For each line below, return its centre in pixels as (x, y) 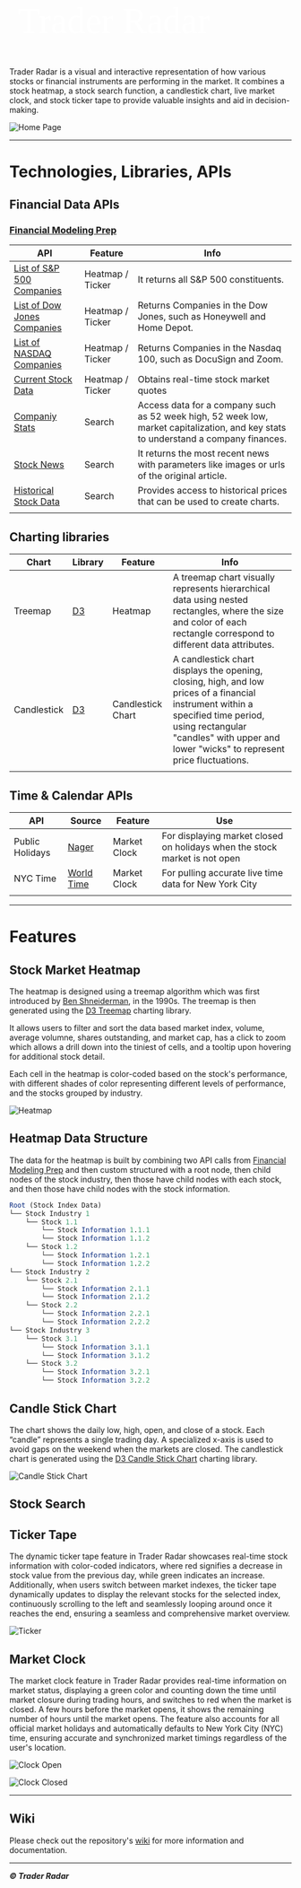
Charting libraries (60, 537)
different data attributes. (224, 645)
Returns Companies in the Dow (203, 305)
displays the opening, (218, 670)
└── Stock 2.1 (52, 1281)
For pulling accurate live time (223, 873)
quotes (152, 390)
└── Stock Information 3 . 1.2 (96, 1355)
